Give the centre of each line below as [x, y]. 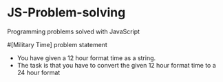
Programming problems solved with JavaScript [73, 31]
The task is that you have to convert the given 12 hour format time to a [117, 65]
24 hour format [39, 72]
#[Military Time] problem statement [57, 44]
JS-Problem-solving [66, 13]
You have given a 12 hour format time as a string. [86, 58]
